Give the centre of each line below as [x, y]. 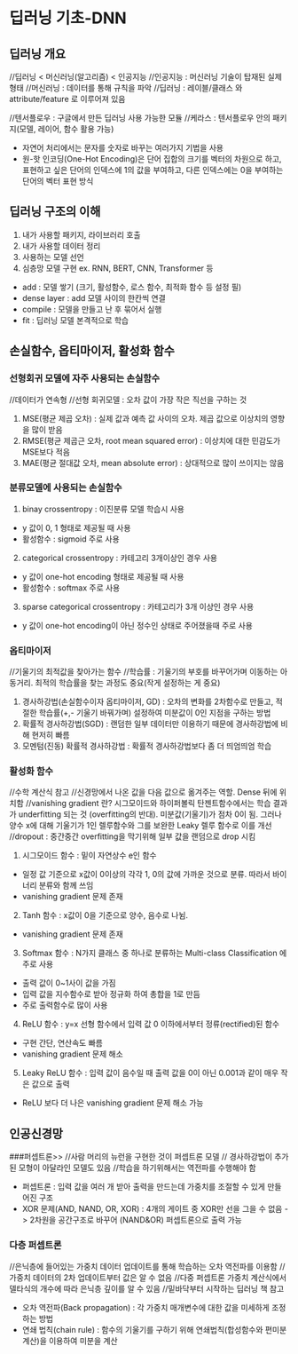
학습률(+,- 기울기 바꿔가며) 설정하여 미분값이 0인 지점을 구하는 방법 [155, 713]
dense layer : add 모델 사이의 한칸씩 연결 [94, 297]
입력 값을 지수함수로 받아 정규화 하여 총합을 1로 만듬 [111, 994]
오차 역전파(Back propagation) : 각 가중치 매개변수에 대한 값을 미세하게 [146, 1307]
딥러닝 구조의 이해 [55, 212]
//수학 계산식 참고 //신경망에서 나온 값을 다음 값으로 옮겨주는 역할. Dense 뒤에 [143, 792]
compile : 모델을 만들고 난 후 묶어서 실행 [92, 309]
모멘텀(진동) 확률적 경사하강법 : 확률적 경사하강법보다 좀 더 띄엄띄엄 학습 [147, 746]
